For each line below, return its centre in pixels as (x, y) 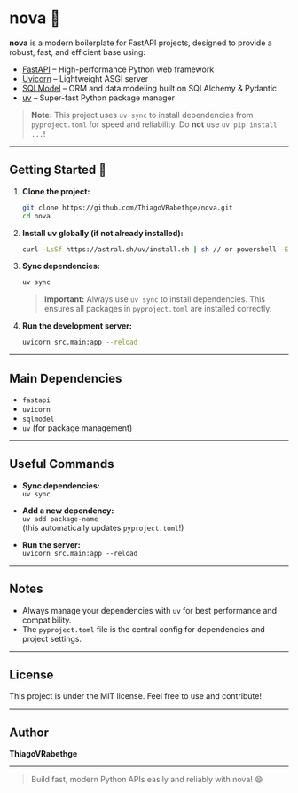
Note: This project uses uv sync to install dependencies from (142, 115)
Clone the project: (56, 191)
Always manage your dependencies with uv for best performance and (149, 610)
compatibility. (47, 620)
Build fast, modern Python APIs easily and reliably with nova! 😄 (147, 780)
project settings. (52, 638)
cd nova (36, 216)
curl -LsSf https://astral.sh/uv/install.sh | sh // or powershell (149, 249)
